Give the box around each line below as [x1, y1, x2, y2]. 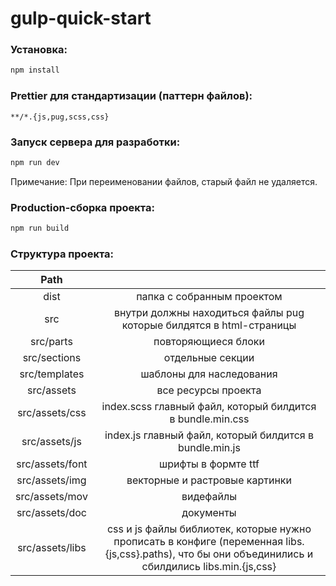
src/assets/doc [16, 506, 88, 520]
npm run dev [10, 157, 60, 167]
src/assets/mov [15, 490, 88, 504]
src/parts [30, 335, 73, 349]
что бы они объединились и [178, 547, 314, 561]
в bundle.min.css [169, 412, 250, 426]
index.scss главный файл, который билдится [101, 400, 317, 414]
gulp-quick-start [10, 7, 152, 30]
